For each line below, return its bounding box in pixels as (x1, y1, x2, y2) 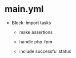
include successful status (19, 48, 72, 54)
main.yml (4, 3, 44, 15)
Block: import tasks (11, 20, 51, 26)
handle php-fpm (19, 38, 52, 45)
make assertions (19, 29, 53, 35)
